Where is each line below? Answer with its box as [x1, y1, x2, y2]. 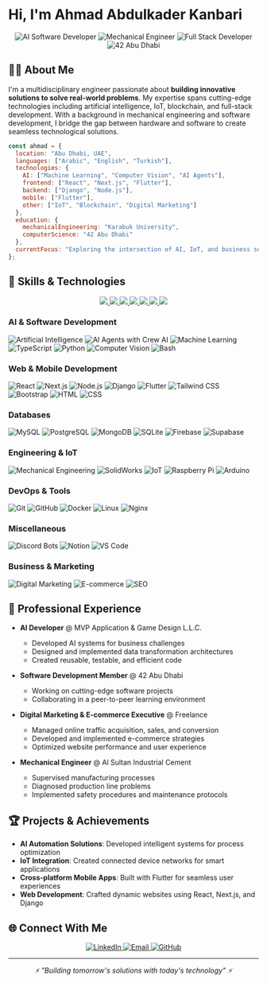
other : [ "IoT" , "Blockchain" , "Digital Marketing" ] [22, 201, 197, 209]
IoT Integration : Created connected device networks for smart [19, 856, 225, 865]
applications [19, 865, 60, 874]
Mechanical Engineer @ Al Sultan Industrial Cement [19, 757, 192, 768]
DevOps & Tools [8, 485, 72, 496]
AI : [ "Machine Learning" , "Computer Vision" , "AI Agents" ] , [22, 172, 226, 180]
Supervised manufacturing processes [31, 773, 155, 783]
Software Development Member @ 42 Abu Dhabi [19, 671, 184, 680]
